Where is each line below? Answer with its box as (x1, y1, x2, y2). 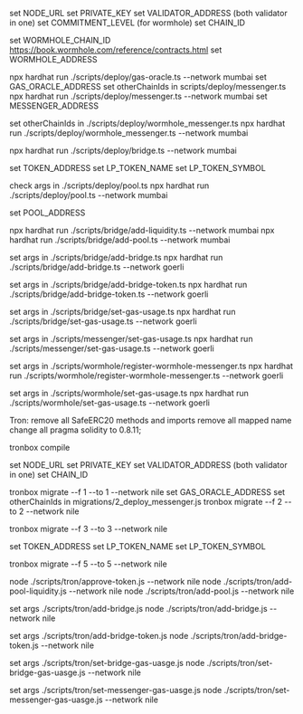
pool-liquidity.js (9, 585, 68, 596)
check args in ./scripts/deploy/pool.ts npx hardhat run (9, 180, 210, 191)
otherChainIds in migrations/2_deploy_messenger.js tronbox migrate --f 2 (9, 497, 283, 507)
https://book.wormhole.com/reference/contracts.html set (9, 44, 223, 55)
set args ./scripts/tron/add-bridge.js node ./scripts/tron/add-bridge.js (9, 604, 269, 614)
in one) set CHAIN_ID (9, 470, 89, 480)
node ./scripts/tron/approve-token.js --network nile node (9, 576, 222, 586)
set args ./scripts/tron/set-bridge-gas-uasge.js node (9, 658, 205, 668)
